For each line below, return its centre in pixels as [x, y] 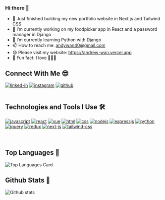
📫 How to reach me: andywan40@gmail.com [59, 45]
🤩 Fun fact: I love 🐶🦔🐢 [34, 58]
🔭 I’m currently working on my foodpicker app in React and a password [85, 29]
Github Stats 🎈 [28, 180]
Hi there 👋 [17, 8]
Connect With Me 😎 [37, 73]
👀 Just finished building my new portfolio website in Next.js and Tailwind [86, 19]
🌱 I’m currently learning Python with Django [57, 40]
